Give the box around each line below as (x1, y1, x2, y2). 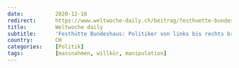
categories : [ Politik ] (7, 43, 84, 50)
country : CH (7, 37, 62, 44)
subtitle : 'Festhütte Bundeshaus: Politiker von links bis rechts (7, 30, 224, 38)
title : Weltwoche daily (7, 23, 103, 30)
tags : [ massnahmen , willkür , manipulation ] (7, 50, 167, 57)
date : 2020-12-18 (7, 10, 87, 18)
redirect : (7, 17, 37, 24)
